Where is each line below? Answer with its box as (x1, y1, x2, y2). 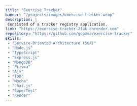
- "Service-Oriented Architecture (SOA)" (7, 41, 96, 46)
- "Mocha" (7, 78, 28, 84)
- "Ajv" (7, 69, 24, 74)
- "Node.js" (7, 45, 33, 50)
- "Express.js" (7, 55, 40, 60)
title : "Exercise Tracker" (5, 7, 62, 13)
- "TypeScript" (7, 50, 40, 55)
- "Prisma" (7, 64, 30, 69)
